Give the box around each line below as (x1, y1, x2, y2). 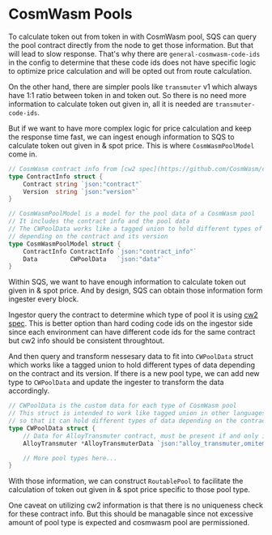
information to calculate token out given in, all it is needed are (8, 99, 214, 109)
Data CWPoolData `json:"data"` (23, 255, 164, 263)
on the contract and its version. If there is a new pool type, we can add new (8, 369, 261, 379)
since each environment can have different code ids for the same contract (8, 327, 256, 337)
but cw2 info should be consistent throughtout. (8, 336, 165, 345)
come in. (8, 149, 38, 159)
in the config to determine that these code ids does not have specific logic (8, 58, 257, 67)
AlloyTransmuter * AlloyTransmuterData (23, 439, 154, 447)
